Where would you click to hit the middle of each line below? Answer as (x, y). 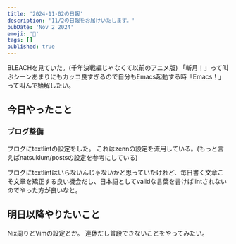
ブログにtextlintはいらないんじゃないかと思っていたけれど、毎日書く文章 (113, 172)
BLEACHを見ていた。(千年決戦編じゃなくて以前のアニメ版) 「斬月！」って (115, 68)
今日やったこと (40, 110)
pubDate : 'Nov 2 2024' (41, 27)
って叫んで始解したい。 (41, 85)
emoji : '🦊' (23, 34)
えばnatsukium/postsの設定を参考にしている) (73, 157)
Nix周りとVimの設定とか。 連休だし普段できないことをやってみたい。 (108, 233)
